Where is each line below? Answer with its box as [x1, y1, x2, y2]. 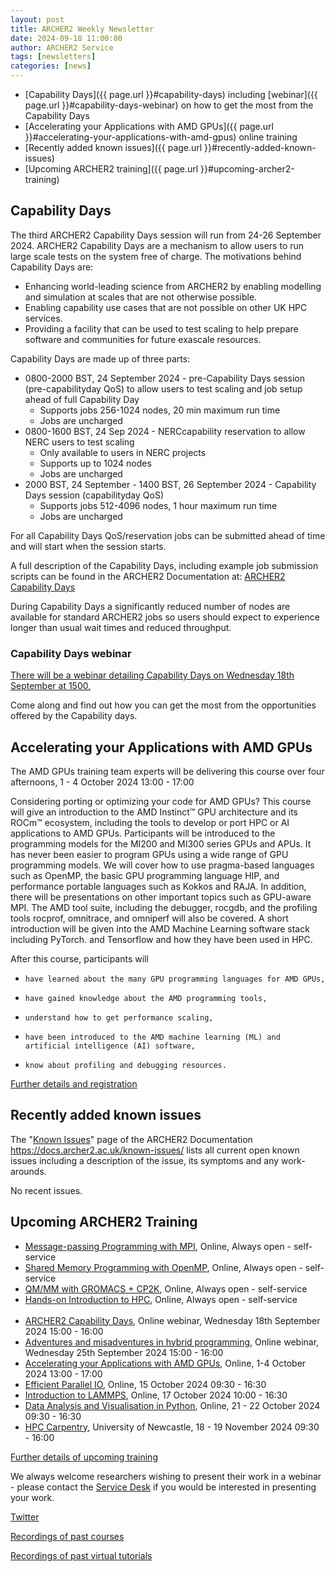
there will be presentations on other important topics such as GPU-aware [10, 891, 312, 903]
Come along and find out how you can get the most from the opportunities [10, 699, 317, 711]
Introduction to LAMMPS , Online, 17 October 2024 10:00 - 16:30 [24, 1389, 288, 1401]
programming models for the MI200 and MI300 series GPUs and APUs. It [10, 837, 312, 850]
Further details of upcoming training [10, 1451, 158, 1463]
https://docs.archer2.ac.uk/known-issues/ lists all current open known [10, 1144, 300, 1156]
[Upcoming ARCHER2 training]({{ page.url [24, 163, 199, 175]
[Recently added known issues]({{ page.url [24, 142, 203, 153]
